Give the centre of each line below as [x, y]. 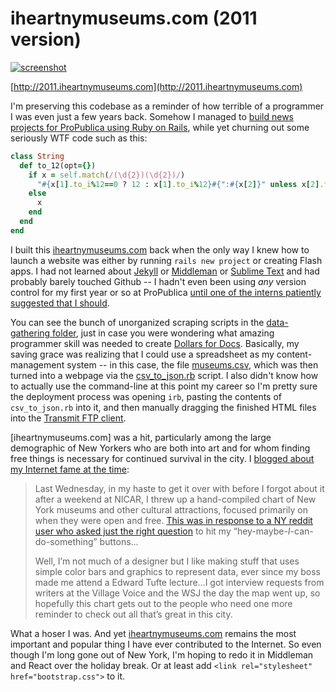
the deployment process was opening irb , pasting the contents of [146, 396]
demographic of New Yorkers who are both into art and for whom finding [160, 448]
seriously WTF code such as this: [79, 138]
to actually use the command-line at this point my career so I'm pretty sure [164, 386]
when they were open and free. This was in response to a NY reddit [173, 520]
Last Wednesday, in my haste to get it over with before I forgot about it [179, 488]
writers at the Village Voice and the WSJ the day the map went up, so [177, 593]
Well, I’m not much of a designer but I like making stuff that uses [167, 561]
